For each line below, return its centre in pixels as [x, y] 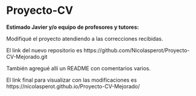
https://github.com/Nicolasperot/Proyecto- [137, 50]
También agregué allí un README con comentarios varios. [78, 68]
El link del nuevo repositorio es [44, 50]
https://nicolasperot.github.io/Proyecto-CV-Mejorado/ [73, 86]
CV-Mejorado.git [27, 56]
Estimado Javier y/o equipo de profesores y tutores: [73, 27]
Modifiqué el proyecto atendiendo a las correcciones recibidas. [85, 38]
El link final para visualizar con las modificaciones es [71, 80]
